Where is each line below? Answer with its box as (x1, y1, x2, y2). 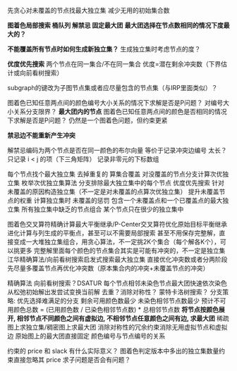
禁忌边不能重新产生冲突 (7, 131, 75, 139)
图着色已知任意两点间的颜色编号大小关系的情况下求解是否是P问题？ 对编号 (7, 99, 224, 107)
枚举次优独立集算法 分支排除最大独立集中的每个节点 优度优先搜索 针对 (20, 179, 224, 187)
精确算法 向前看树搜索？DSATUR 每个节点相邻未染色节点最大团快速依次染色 (7, 279, 227, 287)
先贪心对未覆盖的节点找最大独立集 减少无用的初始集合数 (7, 6, 170, 14)
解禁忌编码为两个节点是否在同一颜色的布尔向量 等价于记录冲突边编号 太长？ (7, 146, 227, 154)
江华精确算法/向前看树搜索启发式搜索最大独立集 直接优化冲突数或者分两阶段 (7, 256, 228, 263)
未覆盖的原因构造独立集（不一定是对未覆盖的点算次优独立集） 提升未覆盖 (7, 187, 219, 196)
